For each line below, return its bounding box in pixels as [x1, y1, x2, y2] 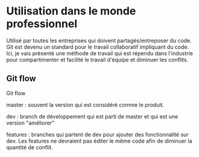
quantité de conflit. [6, 143, 53, 151]
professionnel [6, 17, 78, 31]
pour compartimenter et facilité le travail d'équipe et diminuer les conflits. [6, 56, 189, 63]
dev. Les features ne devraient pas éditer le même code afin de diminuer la [6, 137, 192, 144]
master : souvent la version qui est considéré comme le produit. [6, 101, 165, 108]
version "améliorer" [6, 119, 55, 126]
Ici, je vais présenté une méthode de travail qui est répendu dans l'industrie [6, 49, 193, 57]
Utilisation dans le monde [6, 4, 136, 18]
